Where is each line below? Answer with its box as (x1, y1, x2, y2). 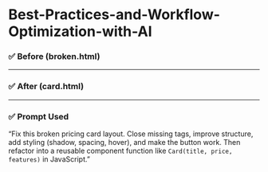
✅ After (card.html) (8, 81, 85, 92)
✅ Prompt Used (8, 111, 69, 122)
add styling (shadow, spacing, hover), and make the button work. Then (8, 138, 241, 147)
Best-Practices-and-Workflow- (8, 6, 221, 24)
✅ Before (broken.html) (8, 51, 100, 62)
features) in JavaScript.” (8, 154, 90, 164)
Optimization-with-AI (8, 22, 153, 41)
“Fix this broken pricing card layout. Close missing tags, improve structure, (8, 129, 254, 139)
